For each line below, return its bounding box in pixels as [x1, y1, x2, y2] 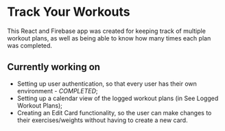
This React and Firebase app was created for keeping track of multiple [7, 27, 206, 35]
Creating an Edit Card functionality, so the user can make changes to [16, 108, 212, 117]
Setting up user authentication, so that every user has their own [16, 80, 198, 88]
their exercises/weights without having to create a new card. [16, 116, 188, 124]
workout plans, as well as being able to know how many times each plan [7, 34, 211, 42]
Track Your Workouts [7, 4, 130, 20]
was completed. [7, 41, 53, 49]
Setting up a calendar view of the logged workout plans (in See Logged [16, 94, 219, 102]
